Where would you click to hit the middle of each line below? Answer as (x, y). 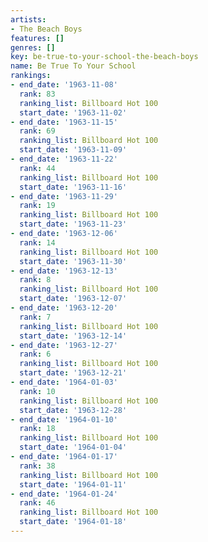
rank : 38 (37, 466)
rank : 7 (35, 317)
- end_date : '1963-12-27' (64, 345)
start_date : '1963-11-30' (73, 261)
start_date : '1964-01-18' (73, 522)
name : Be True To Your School (73, 66)
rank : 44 (37, 168)
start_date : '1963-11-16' (73, 187)
